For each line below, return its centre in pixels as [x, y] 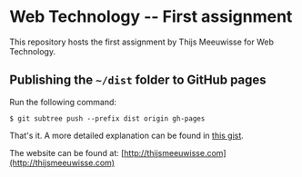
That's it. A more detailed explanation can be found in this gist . [126, 135]
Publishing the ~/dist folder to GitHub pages [138, 80]
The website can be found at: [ [67, 152]
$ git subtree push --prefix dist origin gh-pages [107, 118]
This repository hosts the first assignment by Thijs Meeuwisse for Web [142, 42]
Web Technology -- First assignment [151, 17]
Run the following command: [63, 102]
